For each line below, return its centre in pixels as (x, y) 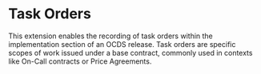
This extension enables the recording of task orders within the (111, 36)
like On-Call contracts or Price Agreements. (80, 61)
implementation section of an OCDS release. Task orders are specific (122, 44)
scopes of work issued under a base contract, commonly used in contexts (130, 53)
